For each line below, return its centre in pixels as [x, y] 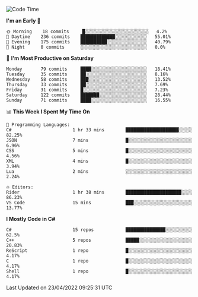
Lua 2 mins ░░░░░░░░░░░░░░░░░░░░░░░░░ [99, 172]
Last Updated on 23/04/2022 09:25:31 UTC [59, 287]
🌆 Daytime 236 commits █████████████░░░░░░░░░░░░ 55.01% [88, 37]
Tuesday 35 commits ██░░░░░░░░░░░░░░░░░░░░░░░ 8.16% [87, 74]
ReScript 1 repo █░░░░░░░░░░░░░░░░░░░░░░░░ [99, 251]
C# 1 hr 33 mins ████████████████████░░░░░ [99, 130]
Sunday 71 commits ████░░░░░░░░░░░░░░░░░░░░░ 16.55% [88, 100]
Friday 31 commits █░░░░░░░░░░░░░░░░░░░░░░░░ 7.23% [87, 90]
